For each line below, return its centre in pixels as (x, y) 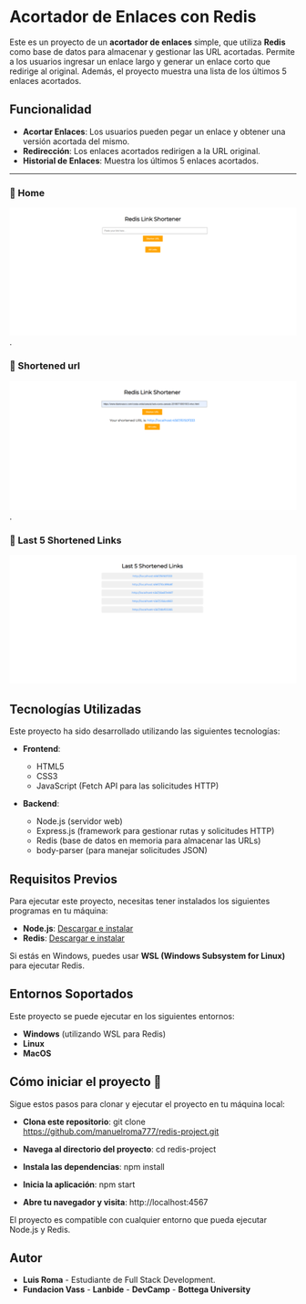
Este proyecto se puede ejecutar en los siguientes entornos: (122, 1016)
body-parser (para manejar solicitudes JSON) (122, 850)
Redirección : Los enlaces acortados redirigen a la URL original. (142, 151)
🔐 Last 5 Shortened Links (66, 540)
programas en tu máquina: (59, 911)
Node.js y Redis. (40, 1229)
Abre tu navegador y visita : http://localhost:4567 (115, 1202)
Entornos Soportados (71, 994)
